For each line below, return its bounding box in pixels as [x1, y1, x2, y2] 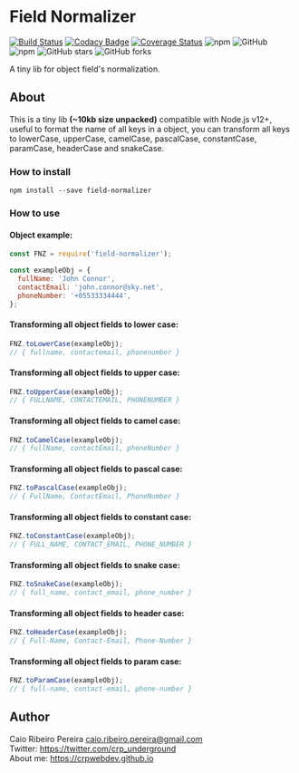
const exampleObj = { [9, 266, 92, 275]
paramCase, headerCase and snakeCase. [9, 142, 165, 153]
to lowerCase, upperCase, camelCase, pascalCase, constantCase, [9, 133, 257, 144]
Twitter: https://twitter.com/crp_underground [9, 743, 177, 754]
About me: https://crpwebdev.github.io [9, 752, 154, 763]
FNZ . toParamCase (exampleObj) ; [9, 676, 124, 685]
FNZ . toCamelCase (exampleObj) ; [9, 435, 124, 445]
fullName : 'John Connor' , [17, 274, 116, 283]
